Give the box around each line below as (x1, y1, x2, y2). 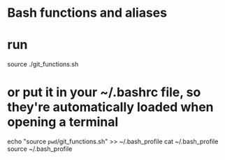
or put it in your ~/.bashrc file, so (7, 85, 201, 101)
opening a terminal (7, 114, 119, 130)
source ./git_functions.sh (7, 60, 79, 68)
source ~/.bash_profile (7, 145, 73, 153)
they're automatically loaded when (7, 99, 214, 115)
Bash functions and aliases (7, 5, 168, 21)
